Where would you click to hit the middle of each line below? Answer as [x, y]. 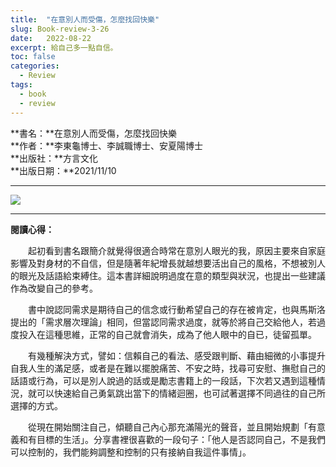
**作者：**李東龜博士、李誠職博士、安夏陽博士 [107, 145]
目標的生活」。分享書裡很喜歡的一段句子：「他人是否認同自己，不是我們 [181, 439]
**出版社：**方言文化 [54, 158]
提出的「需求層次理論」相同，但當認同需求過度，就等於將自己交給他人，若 [163, 322]
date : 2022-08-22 [51, 38]
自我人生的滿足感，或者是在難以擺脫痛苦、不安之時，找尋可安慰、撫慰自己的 [168, 368]
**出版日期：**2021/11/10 [63, 170]
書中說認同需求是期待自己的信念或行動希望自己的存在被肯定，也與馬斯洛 [176, 309]
